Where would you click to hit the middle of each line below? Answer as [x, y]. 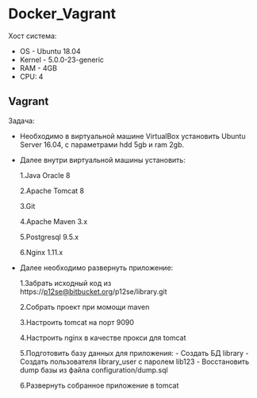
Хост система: [33, 36]
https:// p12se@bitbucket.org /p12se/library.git [94, 292]
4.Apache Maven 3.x [54, 221]
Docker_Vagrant [62, 14]
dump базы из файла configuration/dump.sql [94, 369]
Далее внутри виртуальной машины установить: [103, 160]
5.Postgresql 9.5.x [49, 237]
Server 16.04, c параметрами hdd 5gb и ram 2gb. [102, 145]
